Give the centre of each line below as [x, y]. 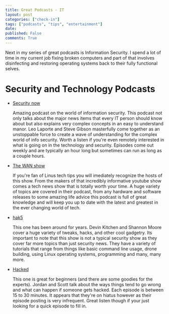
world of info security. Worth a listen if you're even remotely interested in [88, 140]
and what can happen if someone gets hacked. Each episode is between [88, 290]
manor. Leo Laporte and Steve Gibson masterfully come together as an [86, 129]
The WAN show [29, 165]
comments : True [21, 38]
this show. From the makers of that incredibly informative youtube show [87, 181]
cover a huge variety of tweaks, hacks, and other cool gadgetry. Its [82, 233]
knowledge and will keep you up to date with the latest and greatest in [85, 202]
